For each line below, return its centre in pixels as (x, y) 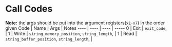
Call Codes (29, 9)
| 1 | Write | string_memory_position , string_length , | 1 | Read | (71, 33)
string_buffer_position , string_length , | (49, 39)
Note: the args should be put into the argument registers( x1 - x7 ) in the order (85, 23)
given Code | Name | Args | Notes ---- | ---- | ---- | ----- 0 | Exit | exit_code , (86, 28)
